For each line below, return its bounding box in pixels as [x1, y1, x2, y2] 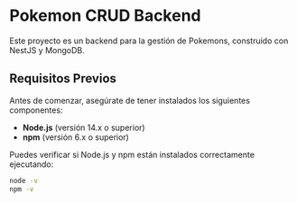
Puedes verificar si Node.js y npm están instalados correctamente [9, 149, 255, 160]
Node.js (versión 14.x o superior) [22, 122, 146, 133]
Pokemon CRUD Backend [9, 5, 201, 26]
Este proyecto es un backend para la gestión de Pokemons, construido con [9, 35, 289, 46]
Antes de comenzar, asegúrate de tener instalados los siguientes [9, 95, 251, 106]
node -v [9, 176, 39, 185]
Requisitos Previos [9, 71, 117, 87]
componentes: [9, 105, 63, 115]
